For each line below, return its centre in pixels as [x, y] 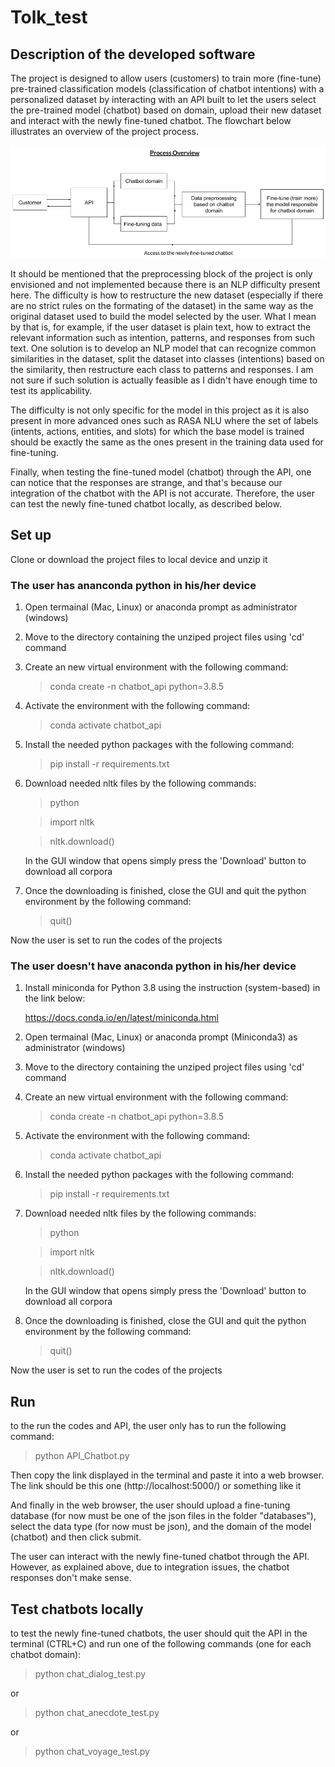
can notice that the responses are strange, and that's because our [146, 483]
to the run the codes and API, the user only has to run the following [148, 1426]
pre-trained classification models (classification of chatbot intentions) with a [167, 89]
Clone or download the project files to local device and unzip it [139, 559]
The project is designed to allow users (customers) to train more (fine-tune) [166, 78]
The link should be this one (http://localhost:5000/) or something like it [156, 1486]
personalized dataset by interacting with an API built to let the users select [163, 99]
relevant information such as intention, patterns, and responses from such [163, 338]
